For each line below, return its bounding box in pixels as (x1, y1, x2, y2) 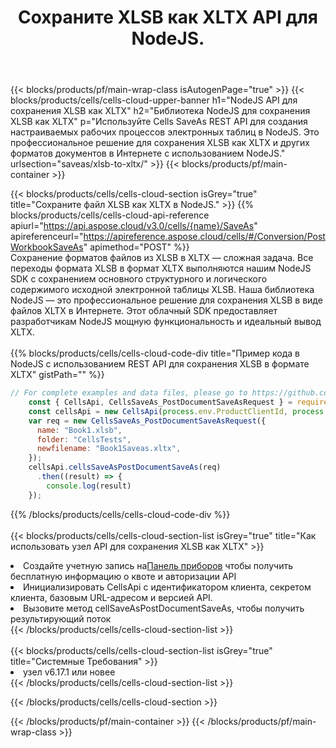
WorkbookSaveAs (10, 241, 84, 253)
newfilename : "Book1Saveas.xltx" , (36, 444, 182, 454)
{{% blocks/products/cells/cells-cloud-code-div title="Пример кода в (10, 347, 300, 360)
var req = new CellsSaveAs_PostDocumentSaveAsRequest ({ (28, 416, 267, 426)
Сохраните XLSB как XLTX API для (17, 6, 319, 29)
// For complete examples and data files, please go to (10, 388, 248, 398)
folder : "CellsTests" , (36, 434, 132, 445)
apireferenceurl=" (10, 231, 84, 243)
